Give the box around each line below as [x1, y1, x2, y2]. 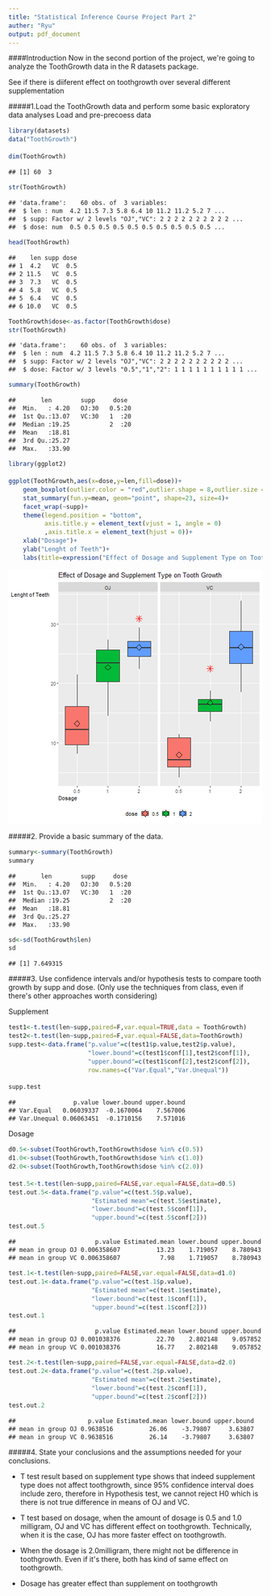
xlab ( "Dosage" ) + [23, 537, 78, 545]
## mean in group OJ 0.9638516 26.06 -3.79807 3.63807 [8, 1425, 254, 1433]
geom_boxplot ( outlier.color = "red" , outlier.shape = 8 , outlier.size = [23, 485, 265, 493]
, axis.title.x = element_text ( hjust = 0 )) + [44, 528, 194, 536]
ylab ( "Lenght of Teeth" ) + [23, 545, 110, 553]
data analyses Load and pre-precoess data [8, 110, 152, 120]
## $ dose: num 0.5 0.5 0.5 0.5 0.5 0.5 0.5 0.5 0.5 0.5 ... [8, 223, 226, 231]
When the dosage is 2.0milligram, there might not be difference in [19, 1545, 239, 1555]
